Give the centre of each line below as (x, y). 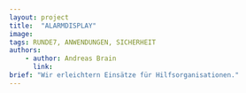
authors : (25, 50)
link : (42, 67)
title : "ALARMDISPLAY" (53, 26)
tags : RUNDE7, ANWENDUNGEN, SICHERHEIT (83, 42)
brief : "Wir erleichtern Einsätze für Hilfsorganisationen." (124, 75)
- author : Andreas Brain (71, 58)
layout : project (39, 17)
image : (21, 34)
